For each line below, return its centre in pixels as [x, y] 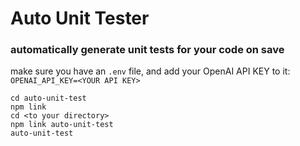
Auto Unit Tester [80, 18]
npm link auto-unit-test [62, 125]
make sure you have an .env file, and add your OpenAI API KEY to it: [150, 71]
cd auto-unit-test [48, 98]
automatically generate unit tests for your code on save [147, 50]
